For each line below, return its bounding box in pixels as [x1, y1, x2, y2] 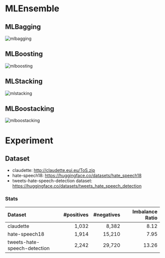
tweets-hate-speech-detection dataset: [12, 178, 92, 184]
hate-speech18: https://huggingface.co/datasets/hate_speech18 [12, 173, 142, 179]
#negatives [93, 211, 120, 218]
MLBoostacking [5, 104, 55, 113]
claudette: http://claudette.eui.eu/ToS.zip [12, 167, 95, 173]
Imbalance [132, 208, 158, 215]
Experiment [5, 135, 54, 146]
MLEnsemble [5, 3, 60, 14]
